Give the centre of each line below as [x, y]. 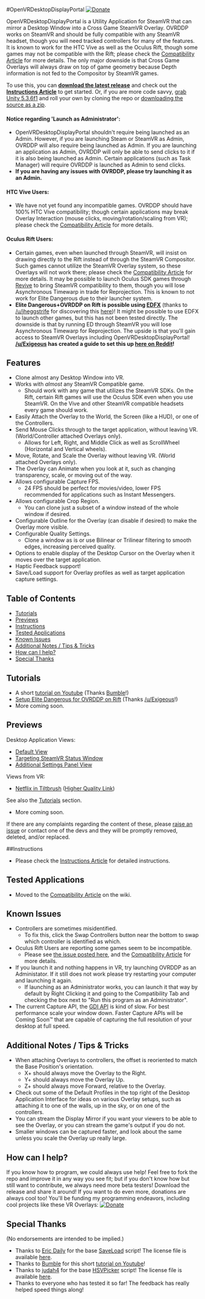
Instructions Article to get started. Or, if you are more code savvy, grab [96, 92]
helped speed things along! [49, 1289]
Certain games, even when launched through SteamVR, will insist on [101, 253]
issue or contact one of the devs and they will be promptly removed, [92, 830]
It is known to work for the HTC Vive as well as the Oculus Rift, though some [102, 47]
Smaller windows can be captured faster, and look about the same [98, 1132]
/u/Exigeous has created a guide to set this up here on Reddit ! [95, 343]
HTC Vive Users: [28, 192]
